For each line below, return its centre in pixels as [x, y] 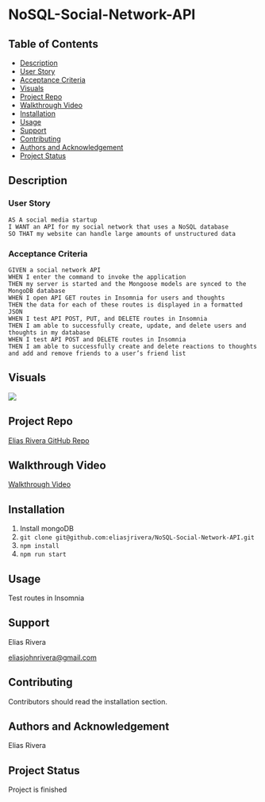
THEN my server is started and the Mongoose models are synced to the [127, 283]
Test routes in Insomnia [46, 598]
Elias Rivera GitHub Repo [49, 440]
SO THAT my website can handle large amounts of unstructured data [122, 233]
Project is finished [38, 790]
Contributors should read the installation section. [88, 701]
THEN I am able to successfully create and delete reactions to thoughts [133, 346]
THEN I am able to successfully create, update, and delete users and [127, 326]
